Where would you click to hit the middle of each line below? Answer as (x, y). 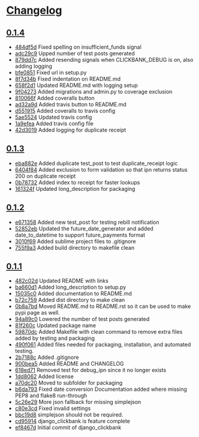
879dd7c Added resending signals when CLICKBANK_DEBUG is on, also (104, 60)
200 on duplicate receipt (45, 176)
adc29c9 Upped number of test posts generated (75, 53)
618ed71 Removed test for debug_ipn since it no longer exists (91, 370)
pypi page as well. (37, 313)
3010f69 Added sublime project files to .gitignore (75, 241)
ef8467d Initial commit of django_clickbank (68, 427)
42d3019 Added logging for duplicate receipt (70, 130)
